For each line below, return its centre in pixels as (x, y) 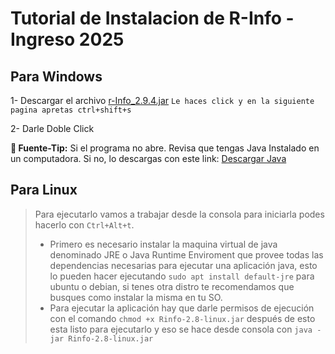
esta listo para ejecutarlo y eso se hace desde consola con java (181, 329)
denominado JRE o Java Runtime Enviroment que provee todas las (186, 254)
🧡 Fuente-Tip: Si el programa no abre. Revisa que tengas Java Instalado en (165, 148)
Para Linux (44, 190)
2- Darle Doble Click (52, 128)
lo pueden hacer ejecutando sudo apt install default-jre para (182, 276)
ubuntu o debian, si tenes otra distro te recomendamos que (172, 286)
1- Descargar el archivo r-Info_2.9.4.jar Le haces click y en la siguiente (162, 100)
